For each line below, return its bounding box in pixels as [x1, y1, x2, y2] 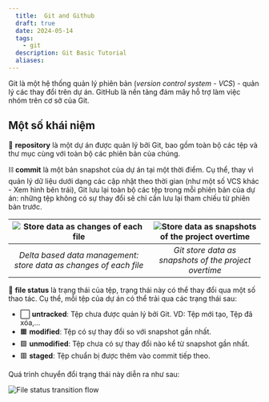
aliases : [15, 57, 45, 65]
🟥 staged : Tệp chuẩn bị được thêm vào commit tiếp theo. [19, 351, 211, 360]
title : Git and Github [15, 11, 94, 20]
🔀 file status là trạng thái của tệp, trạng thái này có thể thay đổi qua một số [8, 285, 256, 294]
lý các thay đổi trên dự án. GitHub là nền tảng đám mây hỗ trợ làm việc [8, 87, 241, 96]
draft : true [15, 19, 56, 27]
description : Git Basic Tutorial [15, 49, 127, 57]
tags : [15, 34, 34, 43]
